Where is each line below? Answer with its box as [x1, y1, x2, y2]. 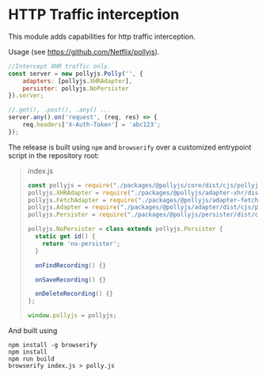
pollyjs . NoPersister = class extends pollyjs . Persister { [27, 225, 223, 233]
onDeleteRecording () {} [35, 290, 113, 298]
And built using [8, 326, 58, 335]
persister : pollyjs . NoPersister [22, 85, 129, 93]
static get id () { [35, 232, 96, 240]
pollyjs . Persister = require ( [27, 211, 128, 219]
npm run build [8, 355, 55, 363]
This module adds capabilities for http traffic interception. [8, 32, 196, 41]
